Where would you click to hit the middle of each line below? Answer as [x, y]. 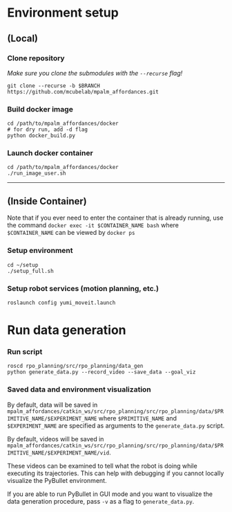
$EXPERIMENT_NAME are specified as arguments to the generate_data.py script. [116, 425]
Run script [25, 351]
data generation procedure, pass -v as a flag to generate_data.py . [101, 501]
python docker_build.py [41, 136]
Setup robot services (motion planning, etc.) [83, 288]
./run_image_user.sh [37, 174]
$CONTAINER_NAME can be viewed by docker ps [71, 233]
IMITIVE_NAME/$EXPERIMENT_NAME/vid [58, 453]
